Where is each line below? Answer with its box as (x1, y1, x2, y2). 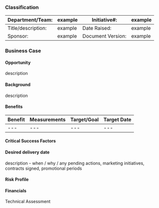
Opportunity (5, 59, 31, 65)
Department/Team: (7, 17, 53, 23)
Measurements (29, 116, 66, 123)
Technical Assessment (5, 199, 51, 205)
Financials (5, 187, 27, 193)
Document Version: (82, 33, 127, 40)
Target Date (103, 116, 132, 123)
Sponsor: (7, 33, 28, 40)
